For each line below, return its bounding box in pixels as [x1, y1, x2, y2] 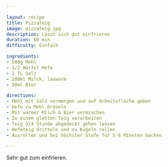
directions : [6, 92, 37, 99]
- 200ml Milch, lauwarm [6, 76, 67, 82]
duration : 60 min [6, 37, 51, 43]
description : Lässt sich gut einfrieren [6, 31, 111, 37]
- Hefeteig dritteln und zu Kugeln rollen [6, 126, 116, 132]
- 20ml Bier [6, 81, 37, 88]
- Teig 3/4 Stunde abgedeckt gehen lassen [6, 121, 116, 127]
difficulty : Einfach [6, 43, 59, 49]
